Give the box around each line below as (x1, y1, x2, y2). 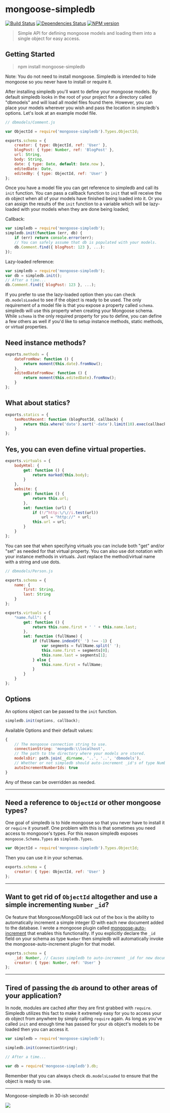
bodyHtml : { (14, 463, 39, 468)
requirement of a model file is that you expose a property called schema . (5, 302, 154, 308)
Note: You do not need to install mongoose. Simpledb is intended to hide (5, 73, 156, 79)
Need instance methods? (5, 338, 86, 347)
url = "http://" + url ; (41, 515, 92, 520)
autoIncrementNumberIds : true (14, 765, 78, 770)
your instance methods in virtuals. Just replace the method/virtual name (5, 553, 155, 559)
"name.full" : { (14, 615, 47, 620)
